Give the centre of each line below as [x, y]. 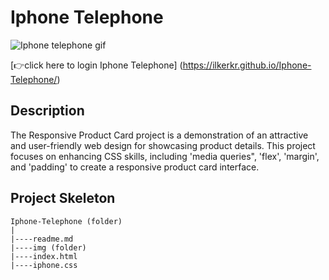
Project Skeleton [63, 198]
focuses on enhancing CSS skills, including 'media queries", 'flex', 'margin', [165, 156]
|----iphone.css [44, 265]
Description [47, 111]
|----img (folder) [48, 247]
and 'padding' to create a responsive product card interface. [135, 167]
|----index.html [44, 256]
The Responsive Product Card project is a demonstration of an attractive [159, 135]
